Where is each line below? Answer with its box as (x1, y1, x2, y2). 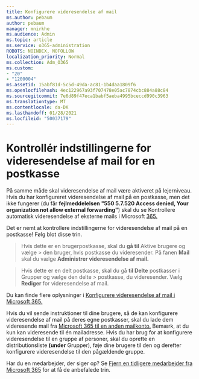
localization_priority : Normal (6, 54, 85, 60)
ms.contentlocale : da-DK (6, 104, 69, 110)
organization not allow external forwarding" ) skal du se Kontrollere (6, 206, 175, 214)
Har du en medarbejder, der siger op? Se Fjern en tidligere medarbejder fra (6, 360, 193, 367)
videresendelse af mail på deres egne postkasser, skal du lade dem (6, 316, 174, 323)
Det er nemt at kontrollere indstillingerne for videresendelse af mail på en (6, 225, 188, 232)
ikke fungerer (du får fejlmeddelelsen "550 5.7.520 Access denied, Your (6, 200, 189, 207)
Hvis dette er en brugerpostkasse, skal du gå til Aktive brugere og (21, 243, 186, 250)
